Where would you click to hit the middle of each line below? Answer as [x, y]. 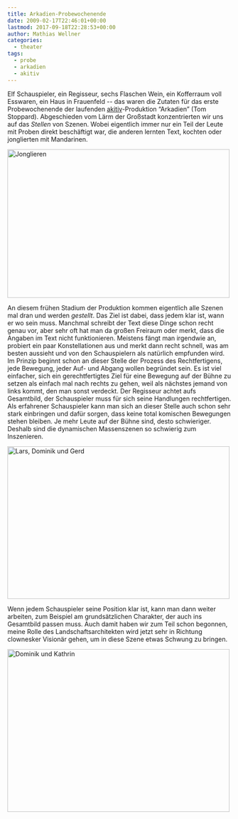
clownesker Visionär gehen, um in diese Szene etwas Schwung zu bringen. [118, 639]
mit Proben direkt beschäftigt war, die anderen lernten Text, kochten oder [115, 132]
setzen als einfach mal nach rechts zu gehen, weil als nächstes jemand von [118, 383]
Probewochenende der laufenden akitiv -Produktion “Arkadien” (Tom [107, 109]
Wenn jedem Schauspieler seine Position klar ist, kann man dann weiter [112, 608]
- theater [28, 47]
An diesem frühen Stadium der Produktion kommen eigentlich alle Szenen [115, 307]
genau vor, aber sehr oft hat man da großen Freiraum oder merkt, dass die [116, 330]
